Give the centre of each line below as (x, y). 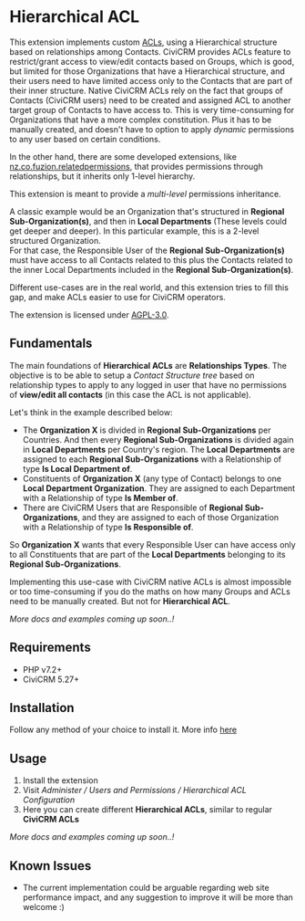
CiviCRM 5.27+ (51, 679)
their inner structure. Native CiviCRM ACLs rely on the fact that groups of (147, 90)
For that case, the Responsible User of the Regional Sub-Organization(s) (147, 250)
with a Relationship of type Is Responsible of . (108, 527)
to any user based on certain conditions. (85, 139)
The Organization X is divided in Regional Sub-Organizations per (147, 430)
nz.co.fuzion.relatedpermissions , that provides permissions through (137, 166)
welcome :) (44, 907)
